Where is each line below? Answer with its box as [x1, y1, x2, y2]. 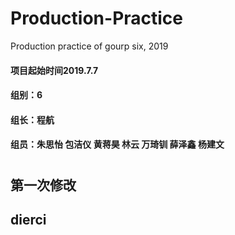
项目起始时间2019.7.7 [10, 64, 99, 76]
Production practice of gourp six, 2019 [10, 40, 169, 52]
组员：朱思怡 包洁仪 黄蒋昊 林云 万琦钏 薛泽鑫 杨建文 [10, 138, 225, 151]
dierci [10, 211, 47, 228]
